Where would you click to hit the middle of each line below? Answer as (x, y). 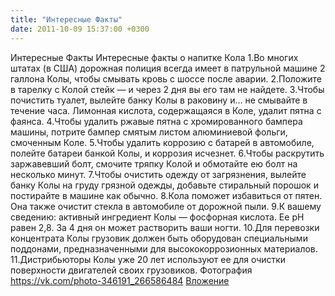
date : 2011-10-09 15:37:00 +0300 (80, 29)
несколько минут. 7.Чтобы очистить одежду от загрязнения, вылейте (158, 174)
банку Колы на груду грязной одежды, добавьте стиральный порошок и (164, 185)
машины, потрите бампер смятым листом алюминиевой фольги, (149, 132)
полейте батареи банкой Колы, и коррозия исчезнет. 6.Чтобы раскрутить (167, 153)
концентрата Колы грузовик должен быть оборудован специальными (159, 238)
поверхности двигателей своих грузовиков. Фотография (131, 270)
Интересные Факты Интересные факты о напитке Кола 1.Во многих (154, 57)
